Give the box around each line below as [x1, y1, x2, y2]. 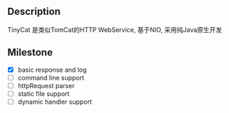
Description [7, 6, 61, 18]
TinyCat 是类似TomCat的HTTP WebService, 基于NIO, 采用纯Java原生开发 [7, 25, 223, 34]
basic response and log [17, 65, 87, 74]
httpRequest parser [17, 81, 75, 90]
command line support [17, 73, 84, 82]
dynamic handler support [17, 97, 93, 106]
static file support [17, 89, 70, 98]
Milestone [7, 46, 54, 59]
